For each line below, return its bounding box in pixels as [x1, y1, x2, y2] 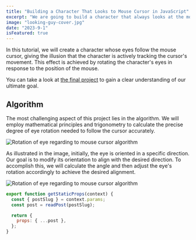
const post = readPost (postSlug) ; [11, 202, 95, 208]
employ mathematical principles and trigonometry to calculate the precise [6, 121, 184, 128]
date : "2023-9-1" [6, 25, 48, 31]
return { [11, 213, 33, 218]
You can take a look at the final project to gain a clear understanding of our [6, 76, 186, 84]
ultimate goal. [6, 82, 39, 89]
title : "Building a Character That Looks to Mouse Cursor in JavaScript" [6, 8, 190, 15]
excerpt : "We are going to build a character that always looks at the [6, 14, 184, 20]
